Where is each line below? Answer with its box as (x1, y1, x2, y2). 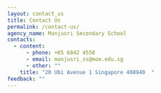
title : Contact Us (7, 17, 61, 24)
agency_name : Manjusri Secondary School (7, 29, 127, 37)
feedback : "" (7, 75, 45, 83)
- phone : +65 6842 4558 (25, 50, 96, 57)
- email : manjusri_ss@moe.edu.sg (25, 56, 124, 63)
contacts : (7, 36, 36, 43)
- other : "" (25, 62, 61, 69)
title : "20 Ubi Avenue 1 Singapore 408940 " (20, 69, 155, 76)
